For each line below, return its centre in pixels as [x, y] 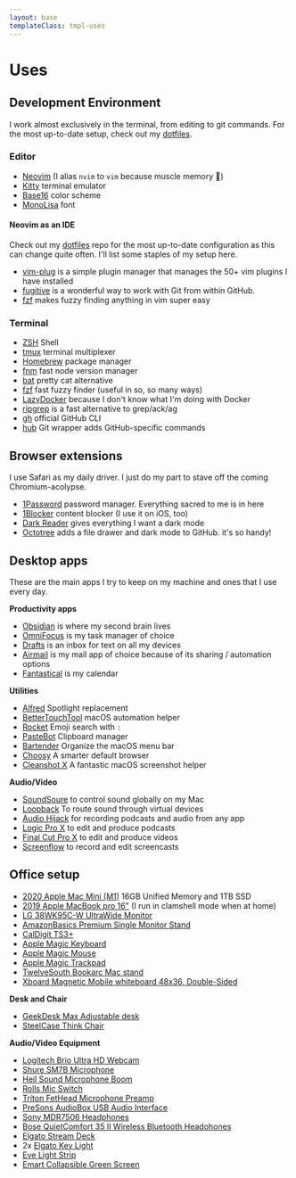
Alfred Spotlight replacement [75, 708]
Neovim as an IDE [42, 225]
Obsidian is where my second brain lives [96, 626]
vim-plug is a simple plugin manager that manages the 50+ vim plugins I [155, 272]
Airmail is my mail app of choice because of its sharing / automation [147, 654]
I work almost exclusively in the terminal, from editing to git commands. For [147, 124]
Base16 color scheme [61, 195]
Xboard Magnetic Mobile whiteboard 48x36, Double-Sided [130, 981]
